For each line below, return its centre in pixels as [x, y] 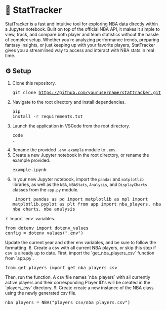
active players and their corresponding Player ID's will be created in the [78, 282]
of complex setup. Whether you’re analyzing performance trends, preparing [82, 40]
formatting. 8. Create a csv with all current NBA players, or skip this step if [81, 248]
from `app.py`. [20, 258]
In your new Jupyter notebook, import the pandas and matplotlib [78, 179]
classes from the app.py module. [45, 189]
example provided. [31, 160]
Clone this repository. [34, 83]
